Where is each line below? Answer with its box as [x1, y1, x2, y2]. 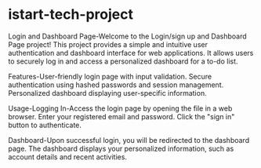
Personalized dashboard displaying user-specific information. [8, 88, 207, 97]
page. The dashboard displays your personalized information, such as [8, 144, 234, 153]
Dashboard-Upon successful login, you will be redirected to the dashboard [8, 135, 249, 144]
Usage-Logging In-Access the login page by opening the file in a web [8, 104, 233, 113]
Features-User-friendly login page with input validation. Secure [8, 71, 212, 81]
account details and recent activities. [8, 152, 128, 162]
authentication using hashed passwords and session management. [8, 80, 224, 89]
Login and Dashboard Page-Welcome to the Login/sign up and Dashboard [8, 31, 247, 41]
